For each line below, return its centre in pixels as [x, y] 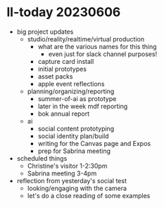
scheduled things [42, 158]
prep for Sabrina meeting [74, 151]
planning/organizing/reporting [71, 91]
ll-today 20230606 [64, 12]
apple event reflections [71, 84]
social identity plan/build [74, 136]
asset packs [55, 76]
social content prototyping [76, 128]
